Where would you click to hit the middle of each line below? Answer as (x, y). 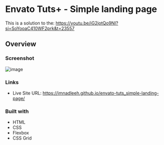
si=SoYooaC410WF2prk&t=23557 (40, 28)
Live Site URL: (27, 93)
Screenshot (20, 58)
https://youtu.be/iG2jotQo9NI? (87, 23)
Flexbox (21, 133)
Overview (21, 44)
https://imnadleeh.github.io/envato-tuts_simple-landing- (101, 93)
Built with (17, 111)
